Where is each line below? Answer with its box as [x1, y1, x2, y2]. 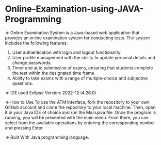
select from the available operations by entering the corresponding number [5, 120, 155, 126]
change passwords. [12, 60, 52, 65]
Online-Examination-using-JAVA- [5, 3, 144, 15]
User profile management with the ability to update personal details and [12, 54, 156, 60]
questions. [12, 80, 33, 86]
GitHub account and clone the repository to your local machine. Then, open [5, 104, 156, 110]
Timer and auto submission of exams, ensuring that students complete [12, 64, 153, 71]
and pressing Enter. [5, 125, 44, 130]
